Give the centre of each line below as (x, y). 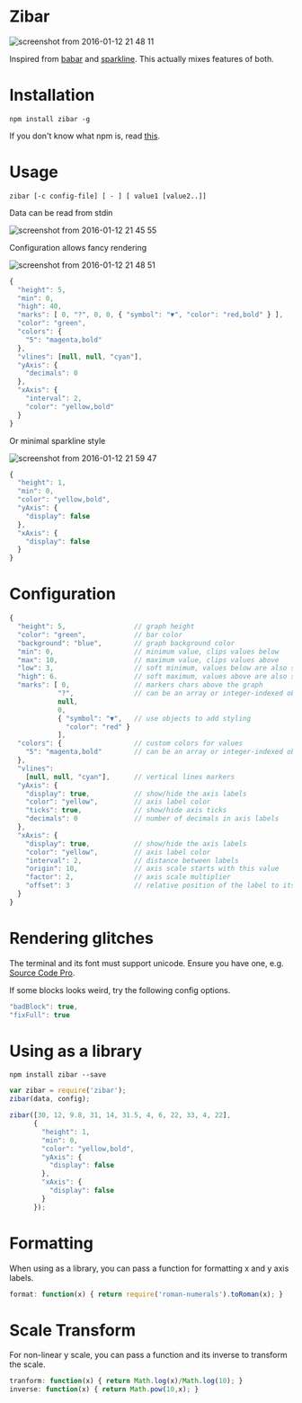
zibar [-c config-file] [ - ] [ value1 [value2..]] (108, 196)
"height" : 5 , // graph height (106, 626)
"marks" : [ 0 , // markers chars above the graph (140, 685)
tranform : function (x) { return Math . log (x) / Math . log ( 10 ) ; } (126, 1381)
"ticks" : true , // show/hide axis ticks (126, 811)
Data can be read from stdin (61, 212)
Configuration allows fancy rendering (78, 247)
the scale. (27, 1364)
